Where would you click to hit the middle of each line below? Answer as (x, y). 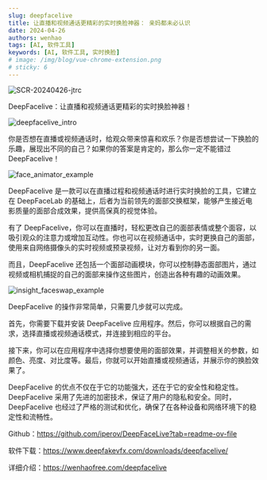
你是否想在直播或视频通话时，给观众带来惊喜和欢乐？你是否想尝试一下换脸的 (133, 138)
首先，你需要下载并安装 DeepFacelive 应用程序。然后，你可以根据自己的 (126, 323)
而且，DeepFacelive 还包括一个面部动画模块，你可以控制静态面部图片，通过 (132, 264)
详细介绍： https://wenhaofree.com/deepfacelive (87, 467)
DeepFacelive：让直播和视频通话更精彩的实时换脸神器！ (100, 106)
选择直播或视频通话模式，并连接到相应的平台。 (99, 333)
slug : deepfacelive (41, 15)
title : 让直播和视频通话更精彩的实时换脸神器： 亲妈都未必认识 (99, 23)
